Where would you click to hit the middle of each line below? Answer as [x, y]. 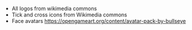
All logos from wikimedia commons [54, 9]
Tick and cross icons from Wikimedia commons [69, 15]
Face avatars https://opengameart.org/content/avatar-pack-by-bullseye [99, 21]
